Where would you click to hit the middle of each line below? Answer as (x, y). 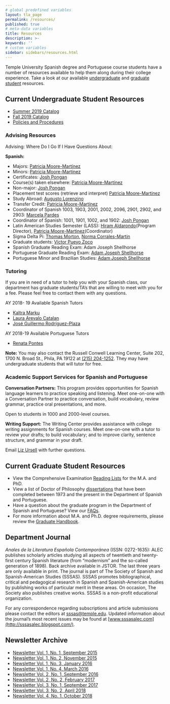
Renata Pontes (28, 343)
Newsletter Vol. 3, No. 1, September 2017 (55, 685)
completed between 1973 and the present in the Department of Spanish (87, 495)
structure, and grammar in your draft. (44, 440)
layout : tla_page (24, 15)
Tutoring (16, 271)
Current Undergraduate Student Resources (75, 99)
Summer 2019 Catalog (36, 111)
